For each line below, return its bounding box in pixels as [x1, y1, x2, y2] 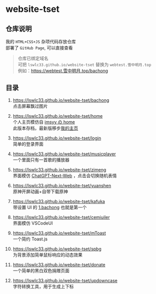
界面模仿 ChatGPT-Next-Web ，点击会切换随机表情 [12, 172, 117, 178]
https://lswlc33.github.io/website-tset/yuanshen [12, 182, 111, 188]
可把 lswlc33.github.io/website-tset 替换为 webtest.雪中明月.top [17, 62, 152, 68]
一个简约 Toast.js [12, 236, 48, 242]
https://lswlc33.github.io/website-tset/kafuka [12, 198, 105, 204]
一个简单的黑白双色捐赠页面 [12, 267, 70, 274]
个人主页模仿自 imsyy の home [12, 119, 75, 125]
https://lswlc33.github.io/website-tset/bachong [12, 97, 109, 103]
